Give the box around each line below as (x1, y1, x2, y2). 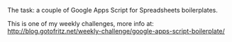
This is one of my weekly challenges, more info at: (7, 20, 154, 27)
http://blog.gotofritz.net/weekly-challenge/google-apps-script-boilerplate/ (7, 27, 226, 35)
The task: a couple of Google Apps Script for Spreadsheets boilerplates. (7, 6, 219, 14)
